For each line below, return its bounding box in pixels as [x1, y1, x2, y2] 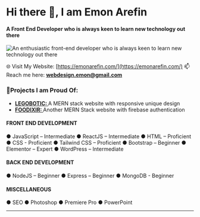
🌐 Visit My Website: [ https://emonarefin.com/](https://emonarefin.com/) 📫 [6, 63, 190, 70]
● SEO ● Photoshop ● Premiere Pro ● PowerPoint [6, 199, 133, 206]
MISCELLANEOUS [6, 186, 52, 193]
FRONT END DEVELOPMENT [6, 120, 77, 127]
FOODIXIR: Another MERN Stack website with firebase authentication [14, 106, 186, 113]
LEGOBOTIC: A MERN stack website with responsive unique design [14, 100, 180, 107]
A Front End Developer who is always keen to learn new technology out [6, 25, 186, 32]
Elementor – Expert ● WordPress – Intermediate [6, 145, 124, 152]
